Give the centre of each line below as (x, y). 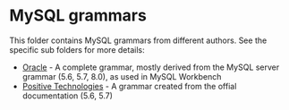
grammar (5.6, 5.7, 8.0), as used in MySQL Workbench (122, 76)
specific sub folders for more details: (77, 49)
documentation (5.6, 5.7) (68, 96)
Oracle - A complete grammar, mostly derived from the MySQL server (151, 67)
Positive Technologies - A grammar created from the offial (129, 86)
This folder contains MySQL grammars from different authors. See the (138, 40)
